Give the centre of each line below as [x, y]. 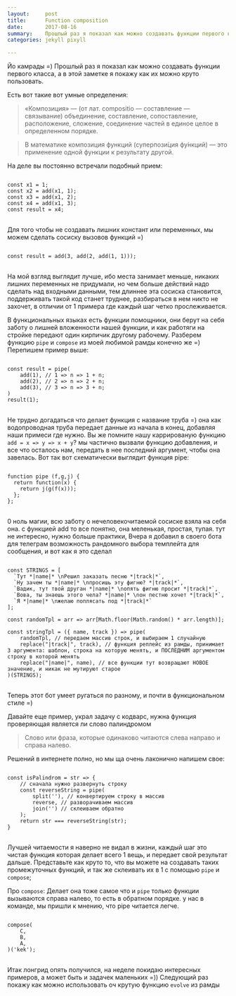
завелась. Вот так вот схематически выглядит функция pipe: [98, 457]
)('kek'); [22, 950]
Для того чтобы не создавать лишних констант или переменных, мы [110, 230]
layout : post [33, 14]
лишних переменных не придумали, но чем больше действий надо [108, 284]
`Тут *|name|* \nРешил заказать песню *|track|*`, [89, 577]
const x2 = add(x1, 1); [42, 191]
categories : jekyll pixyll [47, 40]
